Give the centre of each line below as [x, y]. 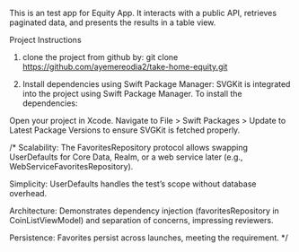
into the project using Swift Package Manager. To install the [132, 94]
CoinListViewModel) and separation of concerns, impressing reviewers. [141, 220]
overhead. [28, 193]
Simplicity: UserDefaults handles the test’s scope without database [133, 184]
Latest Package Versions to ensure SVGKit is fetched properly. [125, 130]
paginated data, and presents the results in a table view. [113, 22]
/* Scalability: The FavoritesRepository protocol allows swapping [129, 148]
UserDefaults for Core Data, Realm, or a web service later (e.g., [126, 157]
